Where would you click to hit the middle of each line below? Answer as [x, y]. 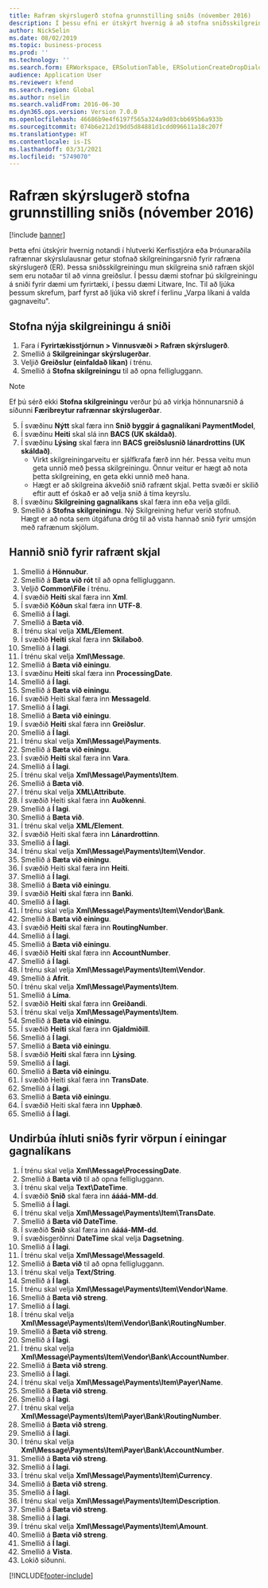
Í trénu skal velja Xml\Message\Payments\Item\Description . [120, 1500]
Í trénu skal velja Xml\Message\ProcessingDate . [101, 1170]
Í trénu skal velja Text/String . [68, 1272]
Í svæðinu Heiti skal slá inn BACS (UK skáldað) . [99, 434]
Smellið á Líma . [45, 995]
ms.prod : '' [29, 53]
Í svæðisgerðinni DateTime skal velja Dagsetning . [102, 1238]
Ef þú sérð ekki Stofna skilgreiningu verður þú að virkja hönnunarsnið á [126, 402]
